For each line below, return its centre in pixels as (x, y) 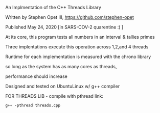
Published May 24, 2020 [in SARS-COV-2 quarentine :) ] (64, 27)
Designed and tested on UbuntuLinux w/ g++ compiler (63, 86)
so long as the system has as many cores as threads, (61, 66)
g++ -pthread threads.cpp (33, 105)
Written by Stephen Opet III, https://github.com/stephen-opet (70, 17)
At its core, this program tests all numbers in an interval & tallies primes (80, 37)
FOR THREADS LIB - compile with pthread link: (54, 96)
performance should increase (37, 76)
